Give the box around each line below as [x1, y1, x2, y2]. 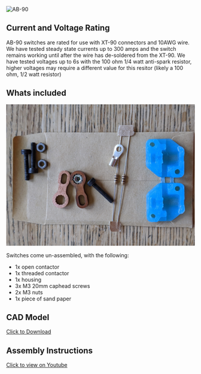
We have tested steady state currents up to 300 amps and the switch [6, 45, 176, 52]
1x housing [14, 276, 42, 283]
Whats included [6, 88, 67, 98]
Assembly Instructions [6, 345, 93, 355]
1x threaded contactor [14, 269, 69, 276]
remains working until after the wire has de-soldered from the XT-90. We [6, 51, 185, 59]
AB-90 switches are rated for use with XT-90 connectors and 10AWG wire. [6, 39, 190, 46]
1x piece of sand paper [14, 295, 72, 302]
